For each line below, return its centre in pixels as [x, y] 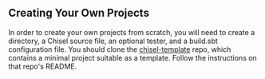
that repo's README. [43, 66]
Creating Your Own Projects [79, 13]
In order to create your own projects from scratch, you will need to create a [132, 32]
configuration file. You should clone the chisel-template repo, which [120, 49]
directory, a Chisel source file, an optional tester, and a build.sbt [113, 41]
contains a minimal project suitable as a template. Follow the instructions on [132, 57]
